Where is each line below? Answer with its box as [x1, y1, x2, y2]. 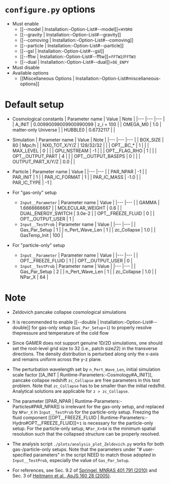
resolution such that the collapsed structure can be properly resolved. [12, 431, 160, 437]
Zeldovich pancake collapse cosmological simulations [12, 309, 126, 315]
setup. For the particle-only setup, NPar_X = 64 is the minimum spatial [12, 425, 156, 432]
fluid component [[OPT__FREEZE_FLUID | [12, 414, 100, 420]
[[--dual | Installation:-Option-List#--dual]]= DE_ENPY [20, 59, 129, 65]
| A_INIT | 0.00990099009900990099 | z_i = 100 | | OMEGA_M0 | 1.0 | [12, 121, 162, 127]
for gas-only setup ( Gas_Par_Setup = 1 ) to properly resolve [31, 324, 152, 330]
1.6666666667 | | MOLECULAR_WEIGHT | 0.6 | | [20, 205, 122, 211]
